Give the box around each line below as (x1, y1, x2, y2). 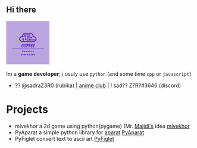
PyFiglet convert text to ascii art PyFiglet (14, 135, 114, 142)
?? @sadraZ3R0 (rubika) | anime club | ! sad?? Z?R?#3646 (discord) (14, 82, 182, 89)
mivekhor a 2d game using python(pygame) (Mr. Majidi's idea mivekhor (14, 122, 190, 129)
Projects (6, 103, 49, 116)
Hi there (6, 5, 37, 15)
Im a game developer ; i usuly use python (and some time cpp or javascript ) (6, 70, 192, 77)
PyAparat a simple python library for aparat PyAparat (14, 128, 145, 136)
